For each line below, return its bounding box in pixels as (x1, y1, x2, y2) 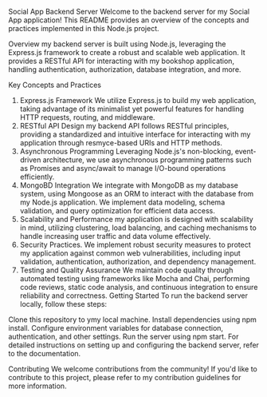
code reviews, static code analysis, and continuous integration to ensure (19, 283, 258, 292)
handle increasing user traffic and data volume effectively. (19, 232, 211, 240)
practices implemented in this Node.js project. (8, 24, 159, 33)
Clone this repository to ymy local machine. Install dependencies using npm (8, 315, 257, 324)
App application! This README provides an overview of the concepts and (8, 15, 249, 25)
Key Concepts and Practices (8, 80, 102, 89)
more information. (8, 381, 67, 391)
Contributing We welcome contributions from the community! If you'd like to (8, 364, 257, 374)
